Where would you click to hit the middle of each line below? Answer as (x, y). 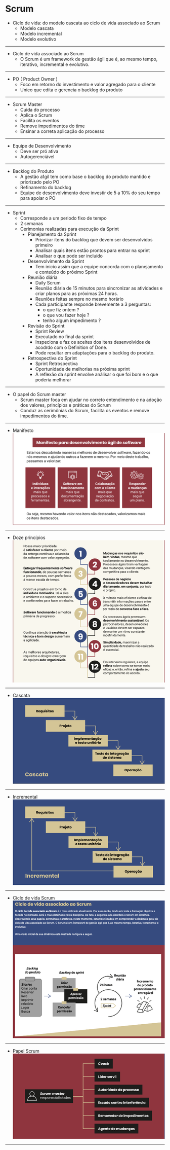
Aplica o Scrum (36, 115)
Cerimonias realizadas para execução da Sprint (69, 229)
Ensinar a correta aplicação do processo (62, 131)
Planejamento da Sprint (52, 234)
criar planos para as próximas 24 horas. (77, 293)
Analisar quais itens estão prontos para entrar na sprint (93, 250)
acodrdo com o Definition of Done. (71, 347)
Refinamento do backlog (46, 187)
